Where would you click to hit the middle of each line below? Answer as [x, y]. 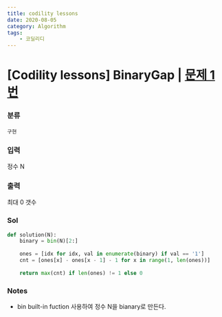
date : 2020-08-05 [32, 20]
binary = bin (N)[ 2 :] [49, 241]
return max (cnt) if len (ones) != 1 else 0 [81, 273]
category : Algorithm [37, 26]
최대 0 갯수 [22, 202]
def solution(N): [32, 234]
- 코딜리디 [32, 39]
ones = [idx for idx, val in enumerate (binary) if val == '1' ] [112, 254]
